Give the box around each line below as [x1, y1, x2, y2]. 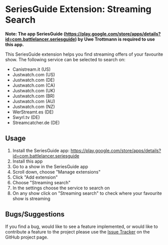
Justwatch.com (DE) [12, 77, 55, 83]
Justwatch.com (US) [12, 71, 55, 77]
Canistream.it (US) [12, 66, 51, 72]
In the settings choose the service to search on [12, 185, 110, 191]
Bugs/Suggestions [5, 210, 65, 219]
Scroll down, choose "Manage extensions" [12, 169, 101, 175]
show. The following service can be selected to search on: [5, 56, 126, 62]
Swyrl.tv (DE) [12, 114, 40, 120]
